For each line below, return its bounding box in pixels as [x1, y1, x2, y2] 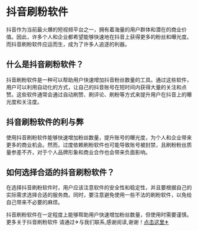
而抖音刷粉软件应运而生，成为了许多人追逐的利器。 [6, 41, 130, 48]
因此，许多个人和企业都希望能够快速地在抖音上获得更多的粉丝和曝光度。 [16, 33, 192, 40]
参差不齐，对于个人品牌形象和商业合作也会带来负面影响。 [11, 148, 151, 156]
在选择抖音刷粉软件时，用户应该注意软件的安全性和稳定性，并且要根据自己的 [6, 184, 192, 191]
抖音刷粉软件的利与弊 [6, 117, 84, 127]
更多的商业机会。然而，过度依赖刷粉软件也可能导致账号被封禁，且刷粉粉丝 [6, 141, 187, 148]
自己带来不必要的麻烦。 [6, 199, 63, 206]
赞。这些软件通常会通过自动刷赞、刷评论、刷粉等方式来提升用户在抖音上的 [6, 91, 187, 98]
